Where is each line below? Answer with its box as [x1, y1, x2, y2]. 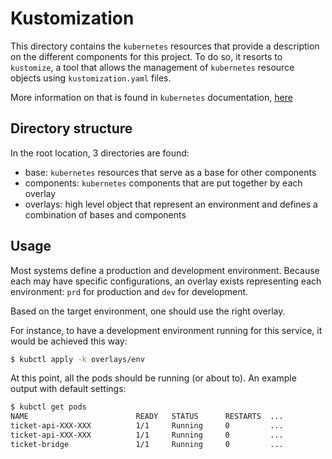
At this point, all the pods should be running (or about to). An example [10, 372, 297, 384]
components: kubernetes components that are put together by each [24, 177, 303, 189]
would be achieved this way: [10, 335, 128, 347]
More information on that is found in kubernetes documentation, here [10, 91, 293, 103]
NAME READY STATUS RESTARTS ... [10, 412, 284, 422]
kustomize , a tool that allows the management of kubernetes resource [10, 61, 295, 73]
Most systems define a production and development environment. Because [10, 264, 320, 276]
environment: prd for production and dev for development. [10, 285, 249, 297]
